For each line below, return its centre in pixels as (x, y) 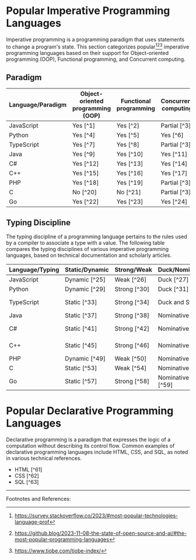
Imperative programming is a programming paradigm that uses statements (95, 39)
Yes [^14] (174, 164)
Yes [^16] (130, 173)
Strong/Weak (134, 270)
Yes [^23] (130, 202)
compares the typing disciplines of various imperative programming (87, 249)
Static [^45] (81, 345)
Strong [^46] (132, 345)
